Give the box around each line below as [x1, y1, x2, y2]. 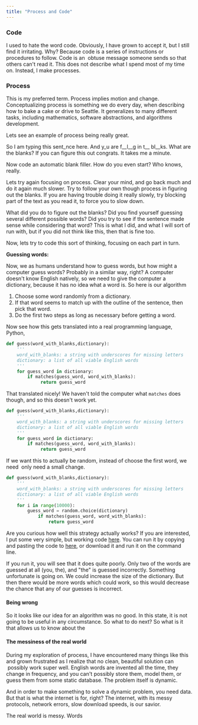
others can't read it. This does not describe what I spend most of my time [6, 60, 185, 68]
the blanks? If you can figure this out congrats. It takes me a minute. [6, 149, 171, 157]
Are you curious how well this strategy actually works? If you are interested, [6, 530, 191, 537]
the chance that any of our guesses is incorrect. [6, 585, 123, 592]
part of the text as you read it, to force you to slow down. [6, 198, 145, 205]
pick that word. [14, 306, 51, 313]
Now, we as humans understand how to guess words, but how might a [6, 262, 177, 270]
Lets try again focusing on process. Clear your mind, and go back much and [6, 179, 191, 186]
